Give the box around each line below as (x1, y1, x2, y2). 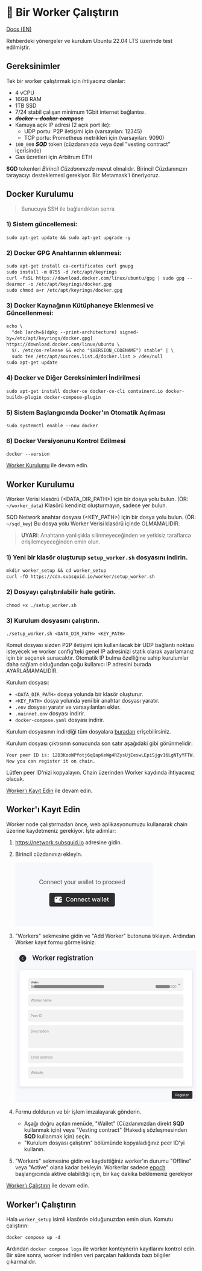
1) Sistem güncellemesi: (6, 220, 78, 229)
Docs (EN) (6, 25, 32, 33)
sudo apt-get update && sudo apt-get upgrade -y (6, 234, 131, 241)
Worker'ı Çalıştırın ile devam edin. (6, 1182, 90, 1189)
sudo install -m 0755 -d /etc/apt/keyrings (6, 269, 118, 275)
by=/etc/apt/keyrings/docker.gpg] (6, 335, 93, 341)
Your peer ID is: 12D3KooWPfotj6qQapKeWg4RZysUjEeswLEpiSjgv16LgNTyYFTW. (6, 752, 196, 758)
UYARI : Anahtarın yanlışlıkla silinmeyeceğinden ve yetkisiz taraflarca (21, 532, 191, 539)
